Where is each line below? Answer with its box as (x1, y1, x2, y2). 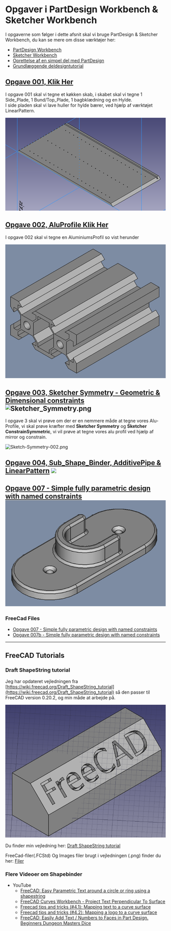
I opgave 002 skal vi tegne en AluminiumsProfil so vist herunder (5, 234, 139, 240)
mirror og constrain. (5, 434, 47, 440)
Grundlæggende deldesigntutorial (12, 63, 84, 69)
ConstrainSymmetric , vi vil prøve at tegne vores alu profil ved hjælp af (5, 429, 154, 435)
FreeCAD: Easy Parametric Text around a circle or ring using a (20, 888, 150, 894)
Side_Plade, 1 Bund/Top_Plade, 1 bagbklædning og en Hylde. (5, 96, 132, 103)
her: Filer (5, 858, 24, 864)
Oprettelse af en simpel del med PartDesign (12, 57, 104, 63)
